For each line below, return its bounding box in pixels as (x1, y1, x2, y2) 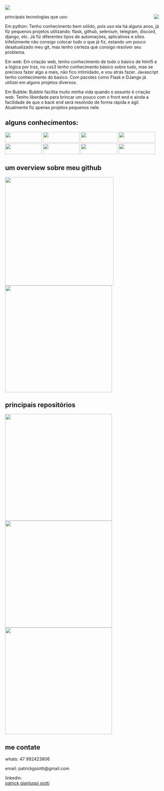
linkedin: (5, 775, 22, 781)
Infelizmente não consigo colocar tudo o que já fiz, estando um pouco (5, 39, 146, 44)
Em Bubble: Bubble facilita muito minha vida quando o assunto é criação (5, 89, 150, 95)
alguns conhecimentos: (5, 119, 79, 127)
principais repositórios (5, 401, 76, 409)
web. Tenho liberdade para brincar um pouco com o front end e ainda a (5, 94, 149, 100)
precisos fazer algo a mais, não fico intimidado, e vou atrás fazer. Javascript (5, 69, 159, 75)
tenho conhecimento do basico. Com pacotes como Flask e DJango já (5, 74, 146, 80)
